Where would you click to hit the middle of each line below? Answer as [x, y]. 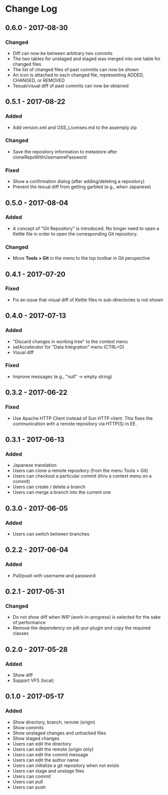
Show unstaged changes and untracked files [59, 733]
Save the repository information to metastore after [65, 151]
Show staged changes [36, 738]
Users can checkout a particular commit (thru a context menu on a [82, 476]
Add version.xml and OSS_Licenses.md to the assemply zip [75, 127]
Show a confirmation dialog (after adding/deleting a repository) [78, 181]
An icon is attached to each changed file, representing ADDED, [78, 75]
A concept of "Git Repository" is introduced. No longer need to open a [86, 228]
